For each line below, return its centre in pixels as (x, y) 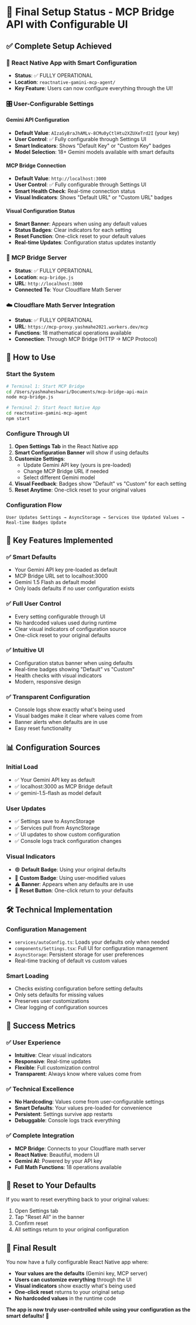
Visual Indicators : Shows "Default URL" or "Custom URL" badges (93, 197)
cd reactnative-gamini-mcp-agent (47, 413)
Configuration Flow (34, 505)
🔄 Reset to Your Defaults (51, 1186)
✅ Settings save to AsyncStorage (54, 821)
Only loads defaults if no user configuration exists (74, 589)
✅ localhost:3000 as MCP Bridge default (63, 786)
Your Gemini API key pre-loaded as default (66, 570)
